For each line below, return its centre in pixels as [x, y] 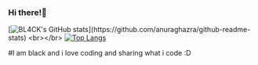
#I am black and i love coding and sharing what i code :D [100, 53]
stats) [17, 38]
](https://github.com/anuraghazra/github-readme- [169, 30]
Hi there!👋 [27, 13]
